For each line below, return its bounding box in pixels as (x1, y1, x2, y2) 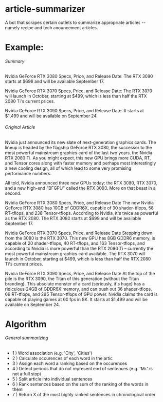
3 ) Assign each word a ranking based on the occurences (12, 360, 127, 366)
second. (5, 190, 21, 196)
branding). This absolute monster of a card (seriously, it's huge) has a (5, 281, 145, 286)
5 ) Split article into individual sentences (12, 376, 92, 382)
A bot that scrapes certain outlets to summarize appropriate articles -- (5, 20, 146, 25)
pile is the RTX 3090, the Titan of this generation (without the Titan (5, 276, 139, 281)
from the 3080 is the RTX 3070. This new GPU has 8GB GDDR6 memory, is (5, 235, 156, 241)
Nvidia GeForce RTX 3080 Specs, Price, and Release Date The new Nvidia (5, 200, 154, 205)
